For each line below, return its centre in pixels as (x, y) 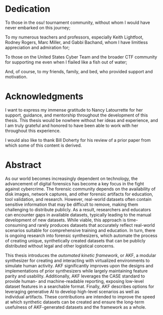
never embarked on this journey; (38, 27)
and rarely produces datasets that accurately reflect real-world (92, 225)
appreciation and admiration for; (37, 47)
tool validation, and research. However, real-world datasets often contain (78, 199)
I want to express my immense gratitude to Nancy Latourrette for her (74, 110)
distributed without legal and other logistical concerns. (60, 246)
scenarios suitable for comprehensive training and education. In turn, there (80, 230)
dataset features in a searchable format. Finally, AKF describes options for (80, 286)
